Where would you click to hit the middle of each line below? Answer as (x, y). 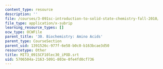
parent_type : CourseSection (33, 41)
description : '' (21, 14)
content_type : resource (29, 9)
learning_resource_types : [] (34, 28)
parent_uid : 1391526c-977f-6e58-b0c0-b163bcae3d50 (57, 46)
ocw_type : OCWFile (24, 32)
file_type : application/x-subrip (39, 23)
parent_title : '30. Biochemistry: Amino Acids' (54, 37)
